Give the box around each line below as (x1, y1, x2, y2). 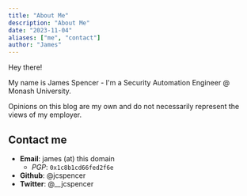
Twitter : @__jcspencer (19, 179, 94, 188)
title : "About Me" (8, 11, 69, 20)
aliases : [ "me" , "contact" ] (8, 33, 101, 42)
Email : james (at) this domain (19, 153, 115, 163)
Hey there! (8, 62, 43, 72)
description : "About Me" (8, 19, 90, 27)
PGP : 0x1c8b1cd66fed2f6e (31, 162, 114, 171)
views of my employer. (8, 110, 82, 119)
